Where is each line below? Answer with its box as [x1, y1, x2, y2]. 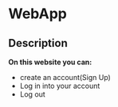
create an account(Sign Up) [19, 73, 112, 82]
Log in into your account [19, 81, 100, 90]
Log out [19, 90, 45, 99]
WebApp [8, 5, 68, 23]
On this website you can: [8, 57, 92, 67]
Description [8, 36, 68, 50]
